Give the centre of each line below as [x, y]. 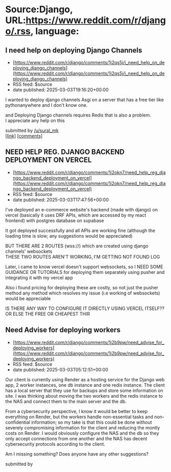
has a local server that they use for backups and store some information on [84, 390]
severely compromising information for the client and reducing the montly [83, 427]
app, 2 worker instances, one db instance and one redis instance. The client [85, 385]
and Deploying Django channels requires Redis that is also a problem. [78, 115]
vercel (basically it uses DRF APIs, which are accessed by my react [76, 215]
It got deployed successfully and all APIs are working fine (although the [80, 230]
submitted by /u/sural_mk [32, 130]
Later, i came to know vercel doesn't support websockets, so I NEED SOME [84, 267]
